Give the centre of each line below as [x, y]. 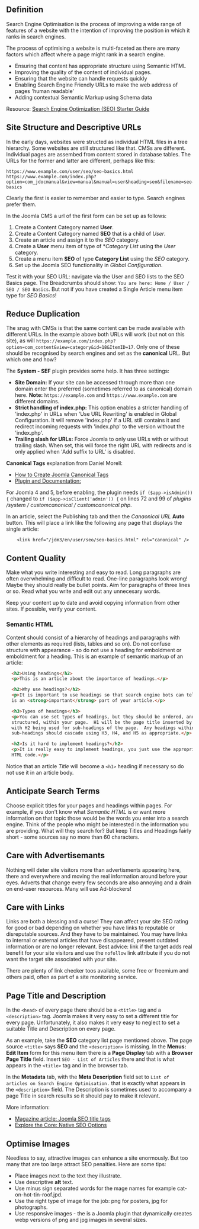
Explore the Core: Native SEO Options [61, 1125]
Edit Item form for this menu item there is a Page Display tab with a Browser [99, 1053]
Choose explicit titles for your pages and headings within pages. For [89, 806]
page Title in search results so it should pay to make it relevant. [83, 1096]
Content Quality [36, 558]
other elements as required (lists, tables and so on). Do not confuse [88, 644]
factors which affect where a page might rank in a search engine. [86, 54]
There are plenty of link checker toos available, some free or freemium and [97, 971]
